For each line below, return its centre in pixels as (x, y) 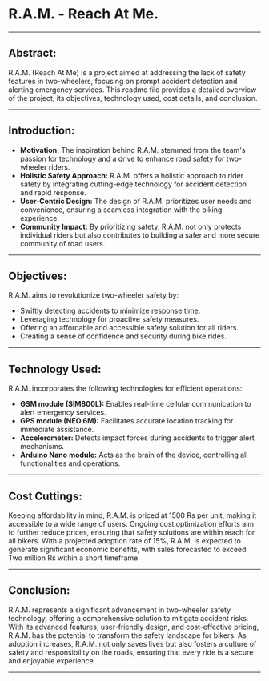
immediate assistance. (57, 430)
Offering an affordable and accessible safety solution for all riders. (129, 328)
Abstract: (32, 53)
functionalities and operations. (70, 463)
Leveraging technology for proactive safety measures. (109, 319)
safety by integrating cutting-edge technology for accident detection (133, 184)
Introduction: (42, 131)
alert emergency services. (63, 412)
